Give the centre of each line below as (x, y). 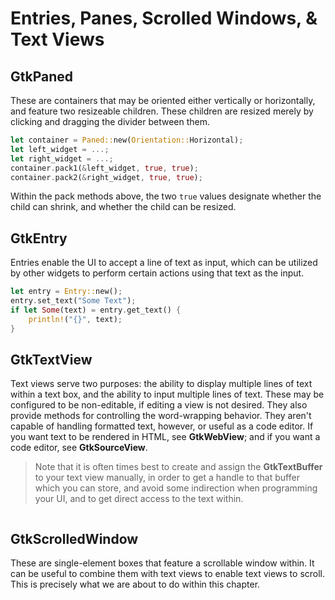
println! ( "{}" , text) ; (75, 319)
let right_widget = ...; (62, 158)
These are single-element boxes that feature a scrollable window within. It (162, 563)
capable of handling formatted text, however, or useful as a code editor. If (162, 426)
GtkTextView (51, 359)
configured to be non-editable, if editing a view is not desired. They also (159, 405)
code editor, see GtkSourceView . (79, 448)
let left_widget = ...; (60, 149)
